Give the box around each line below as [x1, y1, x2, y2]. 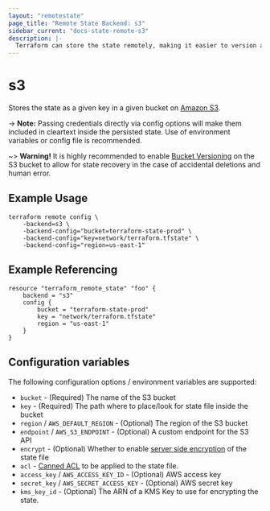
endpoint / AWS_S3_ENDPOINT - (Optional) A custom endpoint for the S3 [19, 427, 249, 436]
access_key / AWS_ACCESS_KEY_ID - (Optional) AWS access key [19, 469, 222, 479]
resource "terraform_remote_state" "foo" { [8, 284, 157, 292]
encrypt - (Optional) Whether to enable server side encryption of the [19, 443, 247, 453]
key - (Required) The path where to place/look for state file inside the [19, 401, 249, 410]
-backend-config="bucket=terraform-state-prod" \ [22, 227, 193, 235]
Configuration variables [8, 356, 130, 369]
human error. [8, 168, 51, 178]
